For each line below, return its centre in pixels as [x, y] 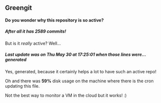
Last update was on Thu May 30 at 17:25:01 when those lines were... [76, 54]
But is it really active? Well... [33, 43]
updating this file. [22, 86]
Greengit [19, 8]
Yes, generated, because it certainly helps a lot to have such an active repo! [81, 71]
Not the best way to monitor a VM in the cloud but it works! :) [66, 95]
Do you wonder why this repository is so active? [55, 20]
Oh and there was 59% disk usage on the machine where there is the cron [79, 81]
